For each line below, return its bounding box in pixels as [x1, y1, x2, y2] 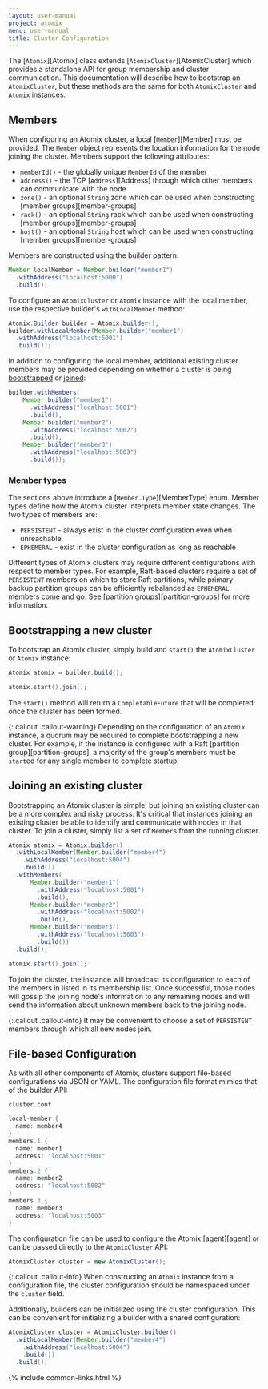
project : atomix [8, 19, 62, 27]
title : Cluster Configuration [8, 34, 110, 42]
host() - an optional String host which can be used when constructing [19, 227, 254, 236]
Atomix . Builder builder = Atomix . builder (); [8, 319, 159, 327]
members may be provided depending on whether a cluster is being [8, 365, 232, 375]
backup [8, 584, 34, 593]
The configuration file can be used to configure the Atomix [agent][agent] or [8, 1234, 260, 1243]
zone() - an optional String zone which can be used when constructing [19, 193, 255, 203]
